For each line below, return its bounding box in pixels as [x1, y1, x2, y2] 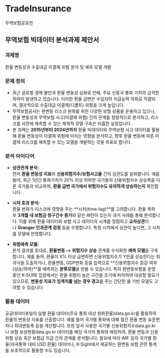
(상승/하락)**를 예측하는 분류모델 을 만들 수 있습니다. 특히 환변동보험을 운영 [12, 266, 156, 272]
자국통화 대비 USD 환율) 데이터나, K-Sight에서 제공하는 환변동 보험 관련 [10, 341, 148, 347]
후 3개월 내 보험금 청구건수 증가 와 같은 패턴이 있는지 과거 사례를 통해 [12, 212, 143, 218]
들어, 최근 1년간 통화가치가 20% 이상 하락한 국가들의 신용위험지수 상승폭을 [12, 177, 155, 183]
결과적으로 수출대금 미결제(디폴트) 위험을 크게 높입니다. [19, 102, 125, 108]
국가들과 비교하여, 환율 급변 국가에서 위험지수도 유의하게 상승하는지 [17, 183, 146, 189]
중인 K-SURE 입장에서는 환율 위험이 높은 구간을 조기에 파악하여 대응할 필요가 [12, 272, 160, 278]
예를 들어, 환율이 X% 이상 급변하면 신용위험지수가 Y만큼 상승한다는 [27, 254, 155, 260]
